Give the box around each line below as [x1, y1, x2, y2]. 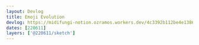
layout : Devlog [6, 8, 44, 15]
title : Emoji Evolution [6, 14, 65, 20]
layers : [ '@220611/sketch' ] [6, 30, 76, 36]
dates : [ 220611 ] [6, 25, 46, 31]
